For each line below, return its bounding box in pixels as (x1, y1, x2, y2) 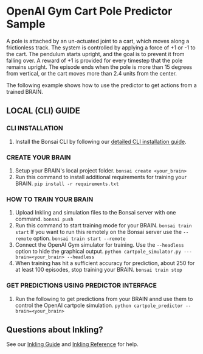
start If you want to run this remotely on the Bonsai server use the (15, 228, 182, 236)
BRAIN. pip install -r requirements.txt (15, 180, 119, 187)
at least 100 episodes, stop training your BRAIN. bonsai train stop (15, 266, 182, 274)
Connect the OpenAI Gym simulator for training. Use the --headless (15, 241, 184, 249)
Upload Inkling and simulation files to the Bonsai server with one (15, 209, 176, 216)
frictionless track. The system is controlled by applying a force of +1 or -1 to (6, 44, 196, 51)
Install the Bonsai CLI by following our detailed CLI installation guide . (15, 138, 187, 145)
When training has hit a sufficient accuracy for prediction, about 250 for (15, 260, 195, 267)
